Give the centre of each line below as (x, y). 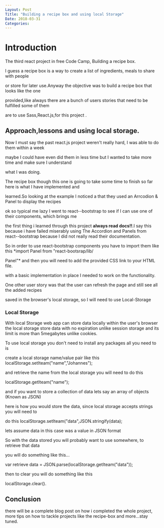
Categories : (17, 23)
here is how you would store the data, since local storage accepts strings (79, 406)
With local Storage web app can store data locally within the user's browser (82, 323)
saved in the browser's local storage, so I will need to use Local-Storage (78, 300)
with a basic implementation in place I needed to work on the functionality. (80, 275)
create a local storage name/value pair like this (52, 358)
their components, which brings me (41, 216)
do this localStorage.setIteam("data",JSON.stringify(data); (64, 421)
